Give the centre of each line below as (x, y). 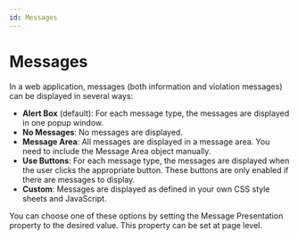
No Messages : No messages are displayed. (102, 132)
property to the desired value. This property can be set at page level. (136, 225)
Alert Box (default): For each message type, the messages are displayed (156, 113)
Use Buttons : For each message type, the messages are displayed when (156, 161)
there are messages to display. (79, 179)
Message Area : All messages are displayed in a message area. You (146, 141)
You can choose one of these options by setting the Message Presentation (146, 216)
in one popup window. (63, 122)
